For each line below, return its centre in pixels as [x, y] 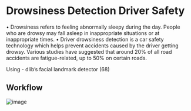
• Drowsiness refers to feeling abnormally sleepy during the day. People [93, 27]
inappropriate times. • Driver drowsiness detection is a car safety [85, 39]
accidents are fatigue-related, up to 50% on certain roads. [77, 58]
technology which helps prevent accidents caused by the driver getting [92, 46]
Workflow [24, 88]
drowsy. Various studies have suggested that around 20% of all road [89, 51]
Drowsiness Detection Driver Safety [95, 11]
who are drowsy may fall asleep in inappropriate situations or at [83, 33]
